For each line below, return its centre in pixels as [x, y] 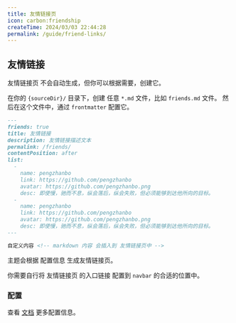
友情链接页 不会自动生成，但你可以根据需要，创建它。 [86, 83]
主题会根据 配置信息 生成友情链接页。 [62, 260]
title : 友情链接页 [32, 14]
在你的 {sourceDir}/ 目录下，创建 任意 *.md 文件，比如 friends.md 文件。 [114, 98]
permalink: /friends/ [39, 147]
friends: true [28, 127]
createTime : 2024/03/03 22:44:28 [57, 27]
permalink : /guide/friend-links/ [57, 34]
